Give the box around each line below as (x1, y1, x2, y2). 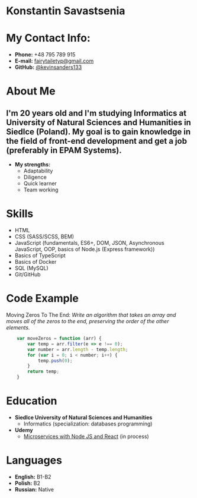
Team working (23, 186, 59, 194)
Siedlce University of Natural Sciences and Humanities (14, 414, 153, 421)
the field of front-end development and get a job (6, 135, 188, 146)
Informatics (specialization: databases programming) (23, 420, 153, 427)
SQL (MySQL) (14, 264, 49, 272)
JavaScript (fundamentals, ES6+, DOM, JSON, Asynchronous (14, 239, 164, 247)
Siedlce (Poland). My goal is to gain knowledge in (6, 127, 191, 137)
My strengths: (14, 161, 51, 168)
